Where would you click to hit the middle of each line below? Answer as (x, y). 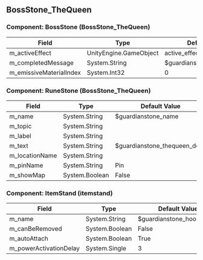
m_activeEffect (30, 52)
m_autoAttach (29, 239)
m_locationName (33, 155)
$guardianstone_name (147, 116)
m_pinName (26, 165)
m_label (20, 136)
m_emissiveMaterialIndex (45, 72)
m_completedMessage (42, 63)
